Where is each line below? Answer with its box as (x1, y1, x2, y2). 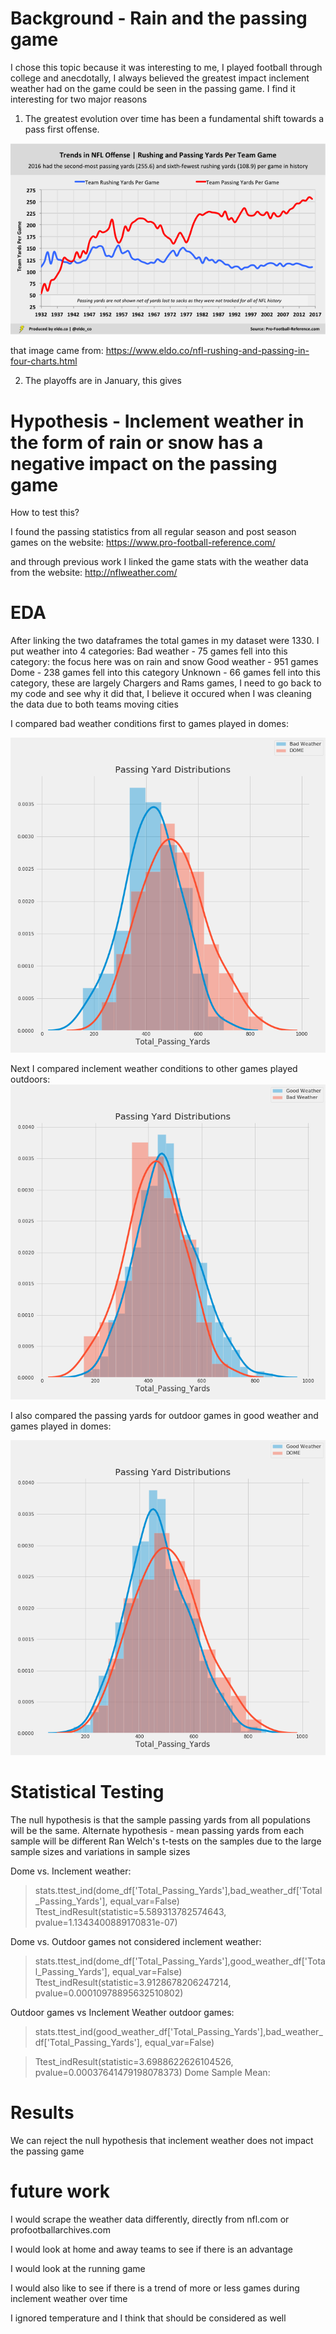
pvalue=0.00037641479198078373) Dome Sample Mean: (34, 2067, 271, 2079)
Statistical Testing (10, 1781, 165, 1804)
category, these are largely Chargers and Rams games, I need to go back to (10, 677, 322, 689)
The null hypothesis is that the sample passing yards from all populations (10, 1814, 311, 1826)
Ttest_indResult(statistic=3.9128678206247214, (34, 1977, 232, 1989)
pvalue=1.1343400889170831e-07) (34, 1917, 178, 1929)
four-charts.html (10, 355, 78, 367)
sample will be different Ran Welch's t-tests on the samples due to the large (10, 1835, 322, 1847)
